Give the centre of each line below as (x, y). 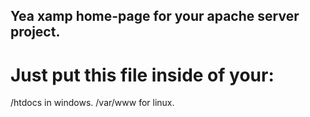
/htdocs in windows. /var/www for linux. (92, 103)
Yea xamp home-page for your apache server (155, 16)
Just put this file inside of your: (142, 75)
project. (35, 32)
